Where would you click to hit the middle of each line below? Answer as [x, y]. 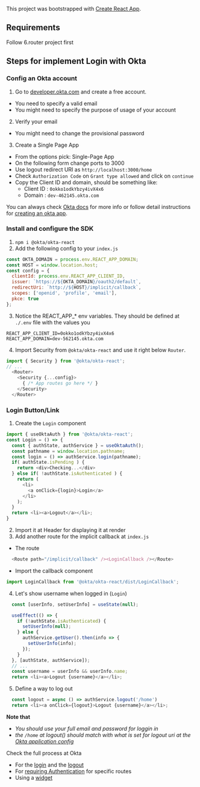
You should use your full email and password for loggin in [86, 728]
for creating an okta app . [37, 213]
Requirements [33, 27]
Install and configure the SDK [50, 229]
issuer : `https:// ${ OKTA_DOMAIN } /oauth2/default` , [77, 282]
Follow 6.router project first [40, 42]
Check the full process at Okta [44, 753]
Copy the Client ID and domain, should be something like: [86, 182]
